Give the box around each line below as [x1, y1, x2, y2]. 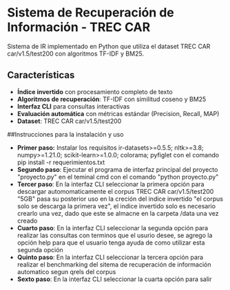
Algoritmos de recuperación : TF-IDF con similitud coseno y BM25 [17, 95, 207, 103]
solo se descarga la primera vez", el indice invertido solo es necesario [17, 201, 216, 210]
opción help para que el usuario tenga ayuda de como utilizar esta [17, 238, 205, 247]
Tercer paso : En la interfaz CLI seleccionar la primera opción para [17, 180, 205, 188]
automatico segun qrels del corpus [17, 267, 116, 276]
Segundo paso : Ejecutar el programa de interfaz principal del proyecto [17, 165, 218, 173]
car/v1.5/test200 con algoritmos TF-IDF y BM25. [7, 49, 145, 58]
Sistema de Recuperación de [7, 5, 174, 21]
